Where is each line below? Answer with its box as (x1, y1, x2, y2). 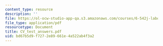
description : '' (5, 11, 38, 16)
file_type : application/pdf (5, 20, 62, 25)
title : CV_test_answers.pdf (5, 29, 62, 34)
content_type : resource (5, 7, 53, 12)
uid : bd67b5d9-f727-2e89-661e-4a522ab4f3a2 (5, 34, 95, 39)
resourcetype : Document (5, 25, 53, 30)
